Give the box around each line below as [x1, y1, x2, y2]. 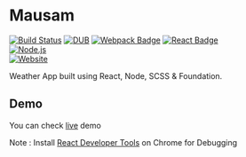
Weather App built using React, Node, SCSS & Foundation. [9, 70, 223, 81]
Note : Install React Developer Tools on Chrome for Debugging [9, 137, 238, 147]
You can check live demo [9, 120, 102, 130]
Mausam [9, 5, 75, 26]
